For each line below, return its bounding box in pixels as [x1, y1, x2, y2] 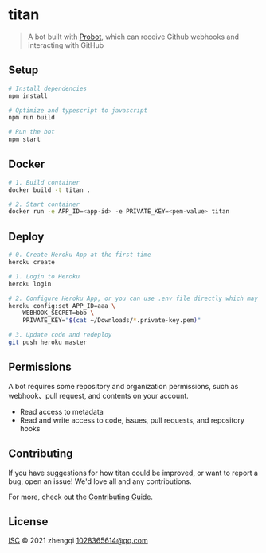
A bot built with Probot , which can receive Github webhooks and [27, 32, 239, 41]
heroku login [8, 280, 52, 288]
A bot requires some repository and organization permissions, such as [8, 381, 239, 391]
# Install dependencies [8, 84, 88, 92]
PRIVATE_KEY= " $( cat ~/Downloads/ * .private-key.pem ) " [22, 317, 201, 325]
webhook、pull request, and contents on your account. [8, 391, 189, 400]
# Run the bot [8, 128, 56, 136]
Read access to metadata [19, 407, 104, 416]
